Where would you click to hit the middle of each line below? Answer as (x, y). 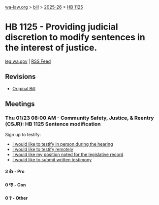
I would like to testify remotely (43, 150)
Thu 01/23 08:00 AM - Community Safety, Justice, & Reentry (79, 118)
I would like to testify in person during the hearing (63, 144)
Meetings (20, 104)
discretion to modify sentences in (75, 38)
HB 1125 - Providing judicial (62, 27)
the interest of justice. (51, 48)
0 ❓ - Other (16, 198)
